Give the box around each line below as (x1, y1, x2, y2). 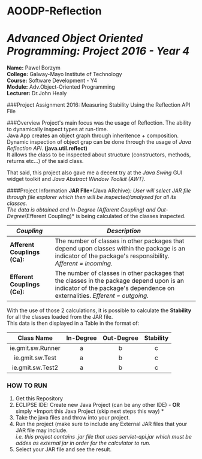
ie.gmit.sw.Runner (10, 344, 61, 352)
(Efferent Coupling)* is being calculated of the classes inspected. (24, 213, 186, 220)
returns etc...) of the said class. (7, 158, 84, 165)
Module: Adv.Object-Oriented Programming (7, 83, 116, 90)
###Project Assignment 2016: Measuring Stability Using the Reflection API (7, 101, 191, 108)
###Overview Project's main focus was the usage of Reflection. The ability (7, 119, 192, 126)
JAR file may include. (15, 427, 68, 434)
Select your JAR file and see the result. (15, 446, 112, 453)
